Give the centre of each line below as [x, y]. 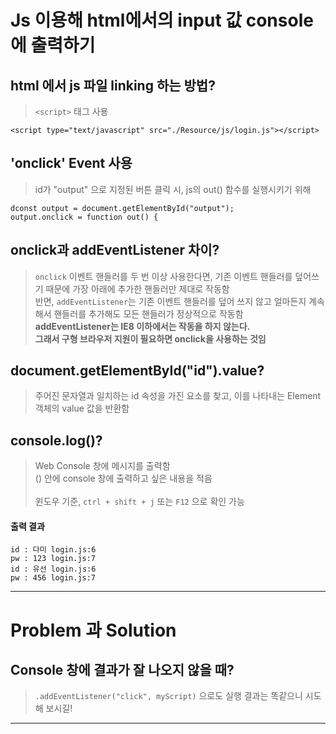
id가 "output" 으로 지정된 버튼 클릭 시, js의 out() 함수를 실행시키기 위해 [173, 189]
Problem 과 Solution [93, 630]
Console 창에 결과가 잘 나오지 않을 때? [122, 670]
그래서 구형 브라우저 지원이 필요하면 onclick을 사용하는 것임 [150, 338]
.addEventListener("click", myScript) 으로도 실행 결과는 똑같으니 [168, 696]
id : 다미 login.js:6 [53, 550]
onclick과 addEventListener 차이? [115, 250]
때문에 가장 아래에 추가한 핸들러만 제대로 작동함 [137, 288]
